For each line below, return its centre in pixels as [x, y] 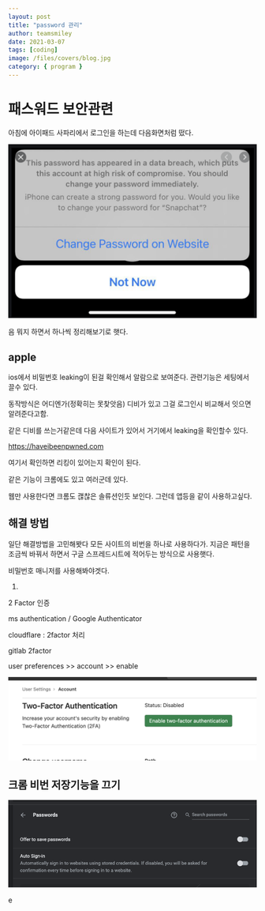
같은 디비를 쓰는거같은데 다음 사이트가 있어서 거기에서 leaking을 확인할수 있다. [128, 431]
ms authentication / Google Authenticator [75, 618]
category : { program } [45, 67]
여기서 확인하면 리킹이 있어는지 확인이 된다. [75, 463]
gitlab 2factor [30, 650]
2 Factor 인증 [29, 602]
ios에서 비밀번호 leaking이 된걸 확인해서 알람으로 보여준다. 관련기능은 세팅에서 [129, 377]
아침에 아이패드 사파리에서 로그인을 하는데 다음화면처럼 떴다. [101, 132]
